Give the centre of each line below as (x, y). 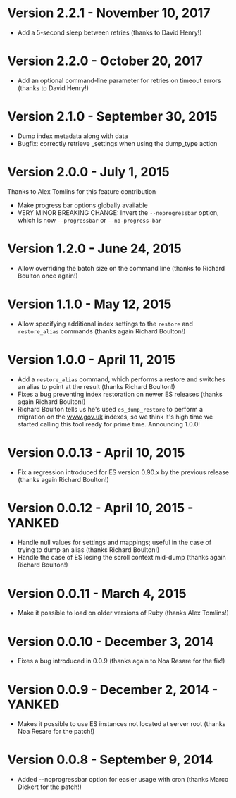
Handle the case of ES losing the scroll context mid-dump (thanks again (122, 558)
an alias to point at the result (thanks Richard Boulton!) (96, 386)
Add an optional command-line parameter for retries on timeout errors (119, 80)
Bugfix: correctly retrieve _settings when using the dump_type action (117, 143)
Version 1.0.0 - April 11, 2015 (92, 359)
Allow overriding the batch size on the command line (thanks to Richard (121, 268)
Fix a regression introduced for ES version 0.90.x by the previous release (123, 472)
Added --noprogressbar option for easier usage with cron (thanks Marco (123, 780)
